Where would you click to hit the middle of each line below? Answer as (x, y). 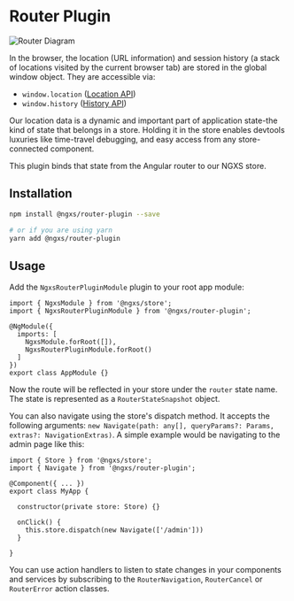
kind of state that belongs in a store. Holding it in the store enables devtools (147, 129)
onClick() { (39, 523)
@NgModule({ (31, 327)
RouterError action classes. (59, 589)
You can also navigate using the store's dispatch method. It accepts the (139, 416)
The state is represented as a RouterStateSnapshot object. (115, 399)
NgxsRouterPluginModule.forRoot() (89, 350)
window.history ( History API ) (74, 103)
